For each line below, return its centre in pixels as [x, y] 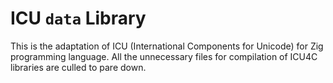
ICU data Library [78, 18]
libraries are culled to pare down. [78, 67]
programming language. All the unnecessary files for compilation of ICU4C [164, 56]
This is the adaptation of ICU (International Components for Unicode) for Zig [167, 46]
